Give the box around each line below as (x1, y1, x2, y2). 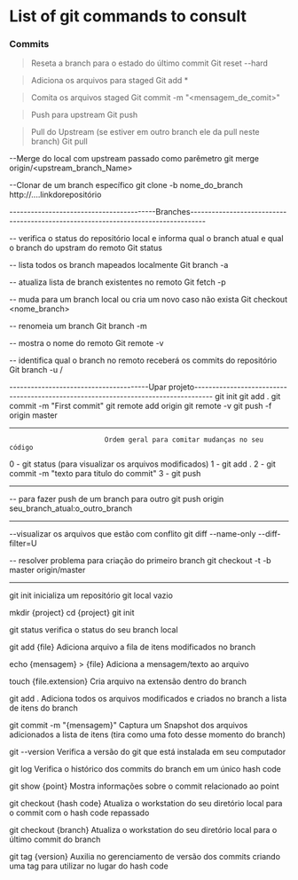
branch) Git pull (30, 136, 89, 147)
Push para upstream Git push (30, 109, 138, 121)
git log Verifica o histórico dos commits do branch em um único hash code (9, 764, 282, 774)
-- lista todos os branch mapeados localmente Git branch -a (9, 260, 229, 271)
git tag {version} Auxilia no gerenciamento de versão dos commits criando (9, 852, 281, 862)
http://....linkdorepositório (9, 189, 102, 200)
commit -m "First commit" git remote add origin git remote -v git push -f (9, 401, 272, 412)
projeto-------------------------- (168, 381, 288, 392)
